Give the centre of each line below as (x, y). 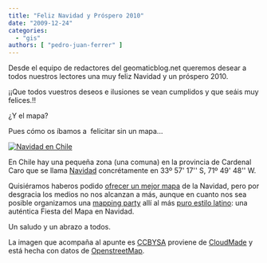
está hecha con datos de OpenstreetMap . (77, 251)
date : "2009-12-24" (41, 23)
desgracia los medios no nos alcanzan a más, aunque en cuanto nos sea (128, 194)
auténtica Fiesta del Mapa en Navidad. (71, 211)
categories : (28, 30)
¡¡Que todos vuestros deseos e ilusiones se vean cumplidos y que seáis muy (133, 92)
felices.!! (22, 100)
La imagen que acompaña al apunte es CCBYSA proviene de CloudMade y (131, 242)
